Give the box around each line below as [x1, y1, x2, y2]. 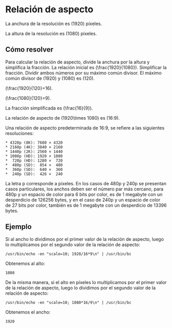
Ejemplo [5, 223, 32, 231]
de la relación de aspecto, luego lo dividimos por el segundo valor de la [5, 285, 156, 291]
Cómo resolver [5, 45, 54, 54]
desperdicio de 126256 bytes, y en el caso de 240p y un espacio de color [5, 196, 160, 203]
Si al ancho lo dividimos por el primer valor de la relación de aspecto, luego [5, 236, 164, 242]
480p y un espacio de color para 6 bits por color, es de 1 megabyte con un [5, 191, 163, 198]
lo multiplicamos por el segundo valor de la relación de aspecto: [5, 242, 140, 248]
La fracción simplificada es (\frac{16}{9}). [5, 105, 93, 111]
